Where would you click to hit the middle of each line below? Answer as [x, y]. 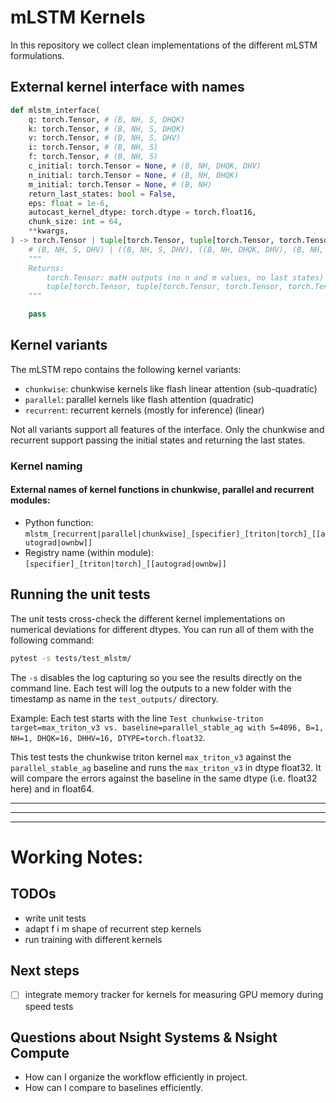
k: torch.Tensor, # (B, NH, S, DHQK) [107, 129]
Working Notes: [77, 857]
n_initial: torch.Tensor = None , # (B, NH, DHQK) [134, 175]
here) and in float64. [52, 788]
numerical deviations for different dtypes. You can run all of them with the [162, 629]
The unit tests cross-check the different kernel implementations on [148, 618]
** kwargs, [49, 231]
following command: [52, 640]
